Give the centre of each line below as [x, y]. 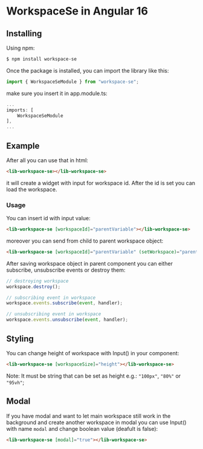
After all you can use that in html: [47, 160]
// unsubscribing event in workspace [54, 314]
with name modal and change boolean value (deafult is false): [82, 428]
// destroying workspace [37, 281]
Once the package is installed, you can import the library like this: [88, 70]
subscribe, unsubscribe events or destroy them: [66, 270]
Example [23, 146]
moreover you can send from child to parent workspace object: [85, 241]
